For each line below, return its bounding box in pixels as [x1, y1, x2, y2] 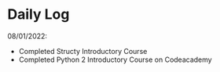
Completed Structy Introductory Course [18, 46, 148, 56]
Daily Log [7, 5, 70, 23]
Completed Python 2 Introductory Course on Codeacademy [18, 55, 213, 64]
